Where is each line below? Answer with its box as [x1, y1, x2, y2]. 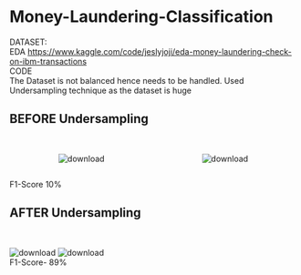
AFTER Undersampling [9, 205, 141, 220]
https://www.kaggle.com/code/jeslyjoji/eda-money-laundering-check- [26, 46, 292, 56]
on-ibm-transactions [9, 56, 88, 66]
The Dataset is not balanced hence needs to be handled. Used [9, 75, 244, 86]
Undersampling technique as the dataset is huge [9, 85, 192, 96]
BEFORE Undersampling [9, 111, 149, 127]
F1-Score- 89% [9, 257, 67, 268]
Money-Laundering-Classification [9, 6, 274, 27]
